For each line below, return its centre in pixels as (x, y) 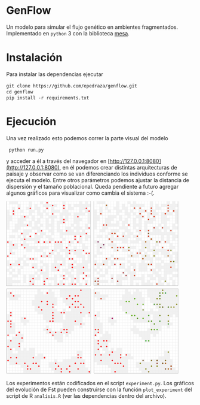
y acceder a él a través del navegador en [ (58, 161)
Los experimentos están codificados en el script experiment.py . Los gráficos (100, 383)
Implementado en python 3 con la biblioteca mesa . (68, 33)
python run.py (26, 150)
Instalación (34, 58)
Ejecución (31, 122)
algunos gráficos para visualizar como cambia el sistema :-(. (81, 193)
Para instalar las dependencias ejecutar (55, 74)
